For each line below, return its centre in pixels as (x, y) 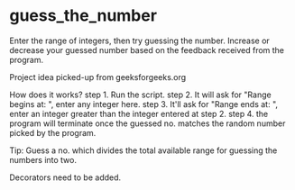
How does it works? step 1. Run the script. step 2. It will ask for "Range (141, 95)
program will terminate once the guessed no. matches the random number (147, 123)
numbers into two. (43, 159)
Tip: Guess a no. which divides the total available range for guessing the (143, 150)
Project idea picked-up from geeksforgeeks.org (98, 77)
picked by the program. (53, 132)
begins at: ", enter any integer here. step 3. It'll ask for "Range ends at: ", (143, 104)
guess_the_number (83, 16)
